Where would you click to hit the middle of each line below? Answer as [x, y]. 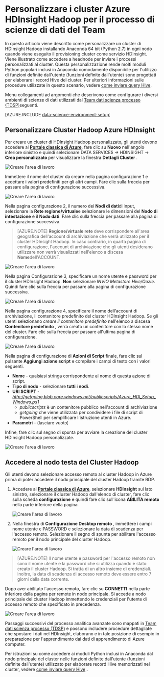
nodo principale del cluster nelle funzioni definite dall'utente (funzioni [75, 659]
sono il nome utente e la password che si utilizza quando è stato [82, 563]
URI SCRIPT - [26, 391]
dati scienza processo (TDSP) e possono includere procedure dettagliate [79, 628]
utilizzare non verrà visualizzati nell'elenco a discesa [70, 252]
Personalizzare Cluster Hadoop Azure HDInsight [80, 130]
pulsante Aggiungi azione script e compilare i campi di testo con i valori [78, 361]
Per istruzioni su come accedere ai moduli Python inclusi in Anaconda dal [79, 653]
